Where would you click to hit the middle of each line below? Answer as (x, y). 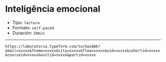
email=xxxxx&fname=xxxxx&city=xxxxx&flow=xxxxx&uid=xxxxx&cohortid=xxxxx (83, 51)
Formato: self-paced (33, 27)
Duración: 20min (28, 33)
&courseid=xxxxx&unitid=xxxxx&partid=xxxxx (51, 55)
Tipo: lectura (26, 22)
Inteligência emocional (53, 9)
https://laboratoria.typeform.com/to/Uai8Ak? (53, 46)
